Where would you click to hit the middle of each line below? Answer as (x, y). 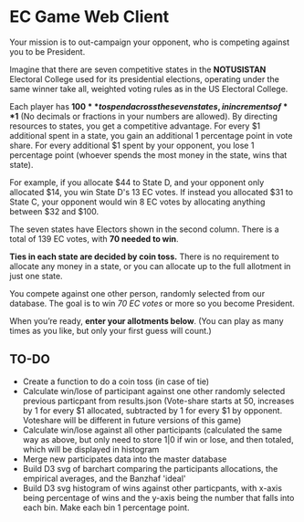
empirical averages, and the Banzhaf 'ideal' (104, 478)
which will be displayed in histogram (91, 449)
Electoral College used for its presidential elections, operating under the (145, 78)
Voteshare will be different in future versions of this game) (132, 420)
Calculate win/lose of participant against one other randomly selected (154, 391)
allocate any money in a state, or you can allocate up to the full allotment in (150, 266)
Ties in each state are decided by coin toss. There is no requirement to (145, 256)
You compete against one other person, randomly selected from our (137, 293)
